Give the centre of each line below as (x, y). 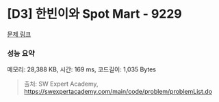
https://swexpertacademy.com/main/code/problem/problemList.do (118, 92)
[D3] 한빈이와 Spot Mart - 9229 (95, 14)
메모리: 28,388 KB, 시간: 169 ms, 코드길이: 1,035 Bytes (81, 69)
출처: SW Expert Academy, (61, 84)
